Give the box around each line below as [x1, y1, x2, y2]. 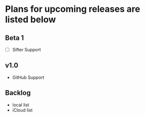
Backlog [5, 89, 31, 97]
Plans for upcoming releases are [5, 3, 141, 15]
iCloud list [12, 107, 33, 113]
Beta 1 [5, 34, 24, 42]
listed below [5, 14, 56, 25]
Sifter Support [12, 47, 41, 52]
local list [12, 102, 30, 108]
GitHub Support [12, 74, 44, 80]
